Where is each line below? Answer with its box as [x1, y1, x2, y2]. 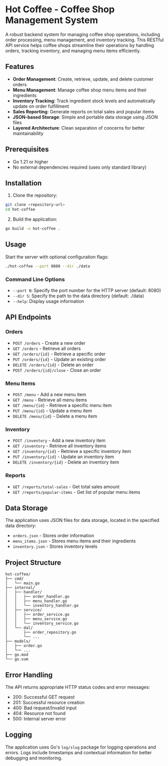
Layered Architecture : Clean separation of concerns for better [12, 125, 145, 131]
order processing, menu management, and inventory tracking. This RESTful [5, 37, 164, 43]
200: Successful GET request [12, 694, 75, 700]
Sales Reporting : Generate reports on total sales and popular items [12, 108, 154, 114]
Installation [5, 179, 42, 187]
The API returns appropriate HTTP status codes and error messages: [5, 684, 151, 690]
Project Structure [5, 558, 61, 567]
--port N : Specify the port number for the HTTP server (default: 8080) [12, 287, 161, 293]
